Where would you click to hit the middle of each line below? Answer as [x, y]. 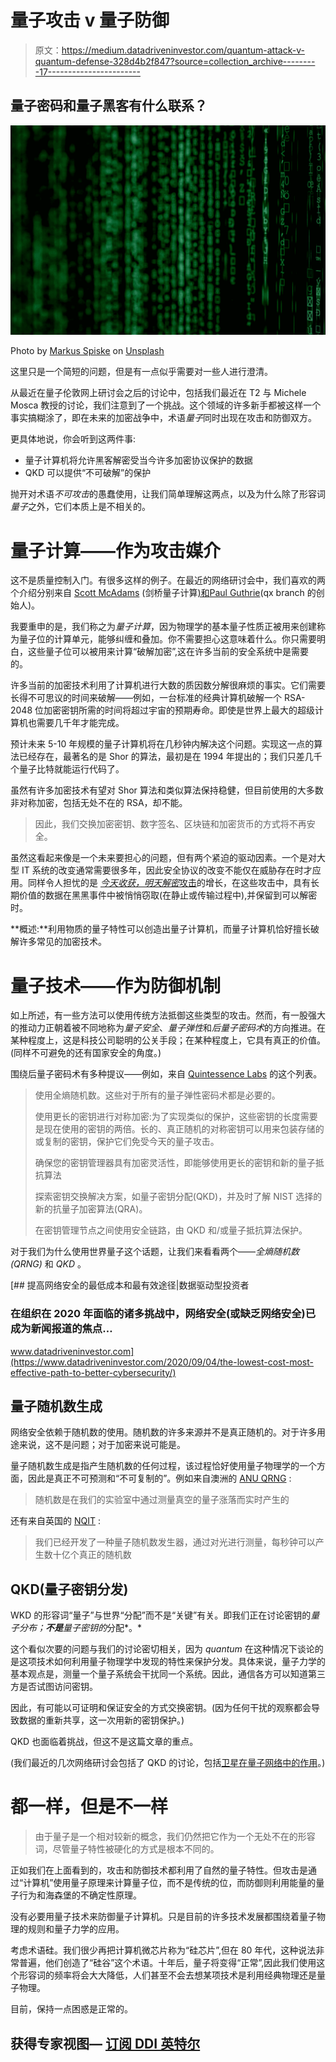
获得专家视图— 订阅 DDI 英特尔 [105, 2043]
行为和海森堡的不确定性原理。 [80, 1895]
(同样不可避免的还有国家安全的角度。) [86, 1053]
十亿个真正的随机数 [92, 1555]
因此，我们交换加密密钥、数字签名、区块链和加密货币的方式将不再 [170, 824]
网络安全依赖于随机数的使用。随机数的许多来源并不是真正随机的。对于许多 [163, 1432]
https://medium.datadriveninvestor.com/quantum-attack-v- [183, 50]
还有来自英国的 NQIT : [55, 1521]
